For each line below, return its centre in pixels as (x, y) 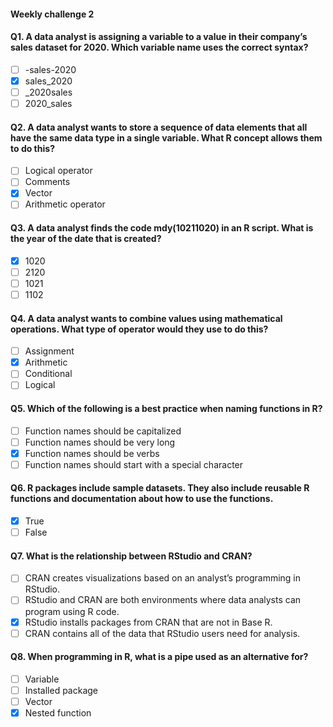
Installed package (61, 690)
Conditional (48, 374)
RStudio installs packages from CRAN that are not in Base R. (148, 622)
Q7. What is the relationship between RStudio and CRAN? (131, 556)
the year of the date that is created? (86, 239)
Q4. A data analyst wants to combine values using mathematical (146, 318)
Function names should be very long (100, 442)
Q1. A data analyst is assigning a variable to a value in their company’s (159, 37)
